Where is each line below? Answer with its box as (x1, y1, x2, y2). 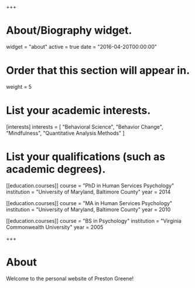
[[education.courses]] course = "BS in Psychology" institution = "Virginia (6, 217, 182, 224)
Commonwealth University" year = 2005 (6, 223, 104, 230)
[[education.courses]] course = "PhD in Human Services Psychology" (6, 182, 175, 189)
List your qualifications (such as (6, 150, 166, 163)
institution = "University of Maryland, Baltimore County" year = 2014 (6, 188, 171, 195)
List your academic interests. (6, 104, 151, 118)
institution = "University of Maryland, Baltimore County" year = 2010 (6, 206, 171, 213)
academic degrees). (6, 163, 106, 176)
